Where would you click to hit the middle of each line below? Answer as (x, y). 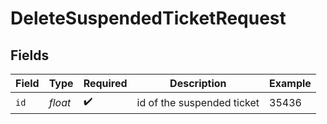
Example (290, 83)
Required (105, 83)
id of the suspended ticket (198, 102)
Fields (30, 55)
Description (198, 83)
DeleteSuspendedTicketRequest (148, 18)
